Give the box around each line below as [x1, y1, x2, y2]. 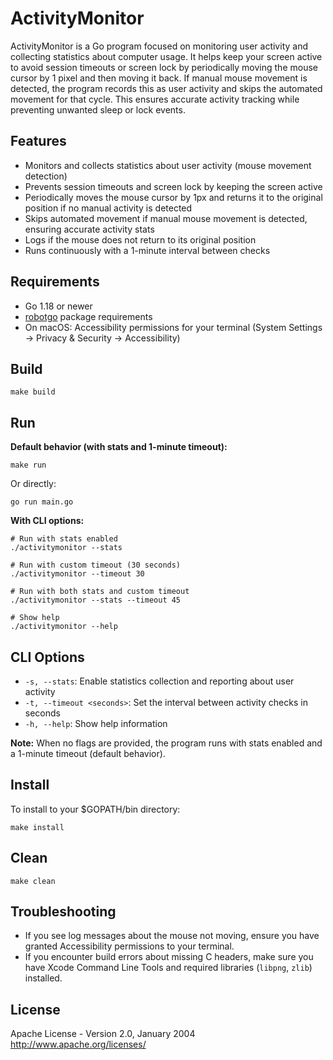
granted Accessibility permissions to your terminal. [24, 940, 235, 952]
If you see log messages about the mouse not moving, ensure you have [24, 930, 320, 942]
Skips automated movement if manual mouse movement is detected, [24, 212, 308, 224]
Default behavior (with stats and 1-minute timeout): [10, 441, 228, 453]
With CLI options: [10, 515, 85, 527]
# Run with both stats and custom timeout [10, 587, 190, 597]
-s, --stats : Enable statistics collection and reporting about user [24, 675, 295, 687]
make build [10, 387, 56, 397]
